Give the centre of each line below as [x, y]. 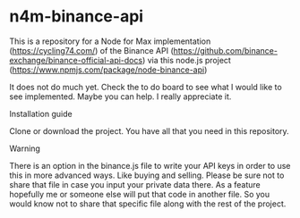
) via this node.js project [186, 60]
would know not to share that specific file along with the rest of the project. [148, 204]
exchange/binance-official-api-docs [76, 60]
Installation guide [41, 113]
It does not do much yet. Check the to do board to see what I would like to [146, 87]
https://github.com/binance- [225, 50]
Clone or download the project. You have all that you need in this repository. [149, 130]
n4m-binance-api [77, 17]
